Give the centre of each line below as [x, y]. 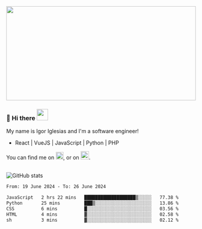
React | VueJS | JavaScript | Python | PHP [67, 143]
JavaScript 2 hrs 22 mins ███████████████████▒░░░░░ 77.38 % [93, 198]
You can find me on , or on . [48, 158]
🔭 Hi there [21, 118]
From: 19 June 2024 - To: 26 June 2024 [56, 187]
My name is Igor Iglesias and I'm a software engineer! [73, 131]
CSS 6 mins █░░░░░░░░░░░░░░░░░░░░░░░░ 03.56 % [93, 209]
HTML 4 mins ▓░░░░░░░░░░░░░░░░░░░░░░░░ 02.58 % [93, 214]
